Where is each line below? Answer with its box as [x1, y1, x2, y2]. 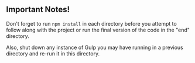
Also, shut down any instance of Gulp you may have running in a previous [6, 44, 183, 51]
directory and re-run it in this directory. [6, 50, 100, 57]
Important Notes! [6, 5, 70, 15]
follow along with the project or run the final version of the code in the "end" [6, 26, 190, 33]
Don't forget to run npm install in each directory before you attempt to [6, 20, 177, 27]
